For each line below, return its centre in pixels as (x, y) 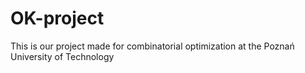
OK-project (57, 18)
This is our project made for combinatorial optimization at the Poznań (152, 46)
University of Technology (62, 56)
